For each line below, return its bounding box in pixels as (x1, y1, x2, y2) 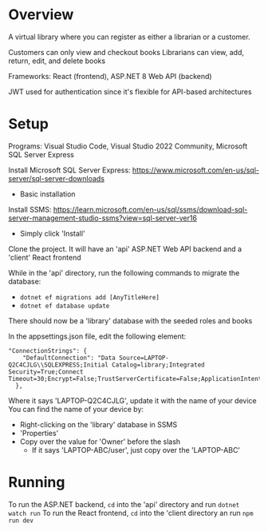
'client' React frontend (8, 252, 81, 262)
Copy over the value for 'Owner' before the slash (19, 437, 181, 446)
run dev (8, 517, 34, 525)
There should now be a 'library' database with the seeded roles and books (8, 315, 253, 325)
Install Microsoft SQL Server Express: (8, 165, 131, 175)
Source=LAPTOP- (118, 354, 170, 362)
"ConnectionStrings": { (8, 347, 88, 355)
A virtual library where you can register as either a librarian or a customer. (8, 32, 250, 42)
